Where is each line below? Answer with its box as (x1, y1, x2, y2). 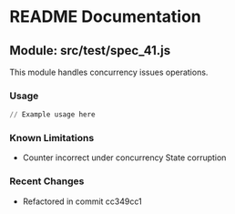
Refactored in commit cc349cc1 (22, 196, 143, 207)
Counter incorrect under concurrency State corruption (22, 152, 227, 163)
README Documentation (9, 6, 202, 27)
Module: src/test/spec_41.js (9, 43, 171, 58)
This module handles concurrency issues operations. (9, 66, 209, 77)
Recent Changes (9, 175, 85, 188)
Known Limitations (9, 132, 95, 145)
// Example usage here (9, 110, 96, 119)
